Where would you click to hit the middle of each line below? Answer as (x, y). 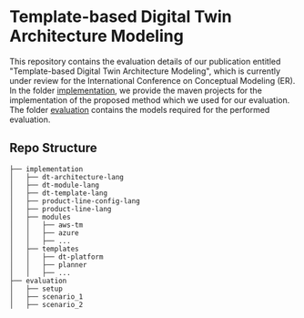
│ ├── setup (36, 289)
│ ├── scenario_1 (46, 297)
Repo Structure (53, 148)
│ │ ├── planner (49, 265)
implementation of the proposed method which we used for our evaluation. (150, 100)
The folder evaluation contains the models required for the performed (140, 109)
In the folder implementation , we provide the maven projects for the (136, 90)
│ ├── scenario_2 (46, 304)
